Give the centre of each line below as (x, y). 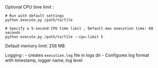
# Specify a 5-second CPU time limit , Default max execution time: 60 (79, 28)
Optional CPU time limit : (29, 7)
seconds (13, 33)
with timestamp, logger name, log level (44, 60)
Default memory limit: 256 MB (35, 46)
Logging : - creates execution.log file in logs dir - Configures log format (77, 55)
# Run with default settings (35, 16)
